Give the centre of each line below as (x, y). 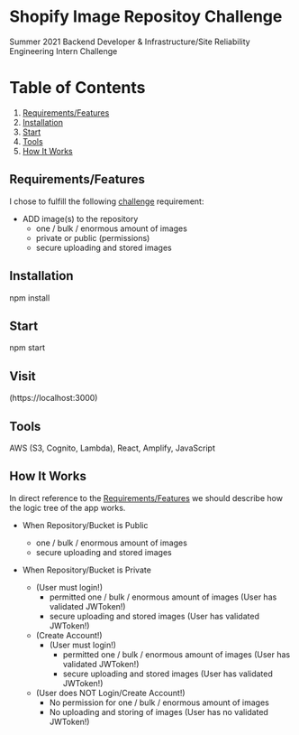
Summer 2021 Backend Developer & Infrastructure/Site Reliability (130, 42)
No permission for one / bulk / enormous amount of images (159, 702)
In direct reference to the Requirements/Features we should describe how (146, 498)
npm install (30, 298)
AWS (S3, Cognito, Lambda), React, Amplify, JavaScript (113, 448)
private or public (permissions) (93, 237)
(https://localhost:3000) (54, 398)
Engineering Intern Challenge (63, 51)
